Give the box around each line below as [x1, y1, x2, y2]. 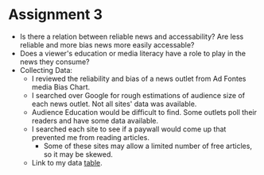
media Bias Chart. [31, 82, 90, 92]
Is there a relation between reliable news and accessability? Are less [19, 32, 244, 41]
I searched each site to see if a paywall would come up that [31, 124, 227, 134]
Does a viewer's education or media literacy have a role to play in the [19, 48, 247, 58]
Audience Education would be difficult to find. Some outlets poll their [31, 107, 257, 116]
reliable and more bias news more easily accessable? [19, 40, 195, 49]
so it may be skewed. [43, 149, 114, 159]
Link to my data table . [31, 158, 103, 167]
